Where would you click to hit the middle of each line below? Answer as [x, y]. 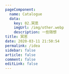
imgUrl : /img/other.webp [39, 28]
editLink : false [21, 64]
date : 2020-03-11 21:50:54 [32, 41]
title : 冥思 [16, 37]
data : [15, 18]
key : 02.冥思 [26, 23]
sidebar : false [20, 50]
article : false [20, 55]
